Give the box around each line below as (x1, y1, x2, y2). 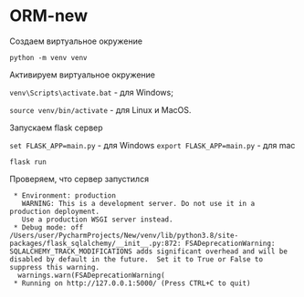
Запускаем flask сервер (9, 122, 103, 133)
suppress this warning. (9, 262, 100, 271)
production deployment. (9, 207, 100, 216)
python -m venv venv (9, 53, 89, 62)
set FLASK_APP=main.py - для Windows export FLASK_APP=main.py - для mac (9, 139, 296, 150)
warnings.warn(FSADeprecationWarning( (17, 271, 166, 280)
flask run (9, 157, 47, 167)
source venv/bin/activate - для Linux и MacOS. (9, 104, 192, 115)
